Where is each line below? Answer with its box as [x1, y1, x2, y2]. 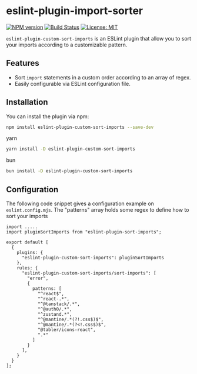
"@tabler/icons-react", [37, 327, 96, 333]
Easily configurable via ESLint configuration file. [14, 80, 131, 87]
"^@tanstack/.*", [37, 301, 81, 307]
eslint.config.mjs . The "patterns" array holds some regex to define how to [6, 206, 189, 213]
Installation [6, 97, 48, 107]
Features [6, 58, 39, 68]
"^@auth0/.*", [37, 306, 72, 312]
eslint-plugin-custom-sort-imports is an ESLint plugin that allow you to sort [6, 35, 192, 42]
